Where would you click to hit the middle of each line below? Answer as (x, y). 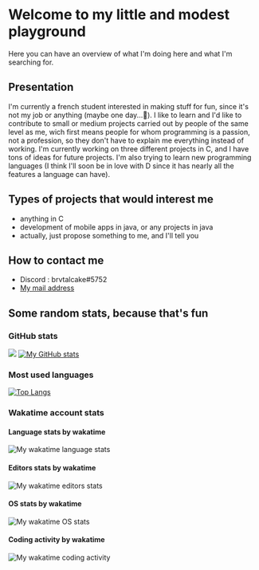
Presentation (41, 87)
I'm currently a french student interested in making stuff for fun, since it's (129, 106)
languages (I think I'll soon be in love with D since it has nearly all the (121, 166)
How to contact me (56, 260)
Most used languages (51, 375)
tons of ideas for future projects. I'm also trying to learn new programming (130, 157)
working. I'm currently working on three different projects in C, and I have (129, 148)
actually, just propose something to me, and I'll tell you (109, 235)
